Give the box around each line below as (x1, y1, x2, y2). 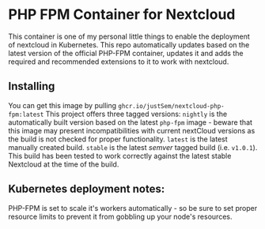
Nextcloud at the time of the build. (8, 160, 119, 169)
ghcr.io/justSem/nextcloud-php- (118, 102, 225, 110)
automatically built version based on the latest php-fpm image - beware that (8, 117, 253, 127)
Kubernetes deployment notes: (8, 182, 165, 196)
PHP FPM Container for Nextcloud (8, 6, 236, 24)
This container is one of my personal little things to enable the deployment (8, 32, 251, 41)
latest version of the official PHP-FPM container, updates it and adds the (8, 48, 244, 58)
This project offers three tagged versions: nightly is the (45, 109, 228, 118)
